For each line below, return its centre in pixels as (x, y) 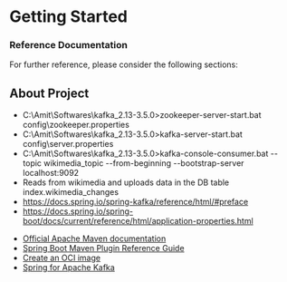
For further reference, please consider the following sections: (124, 64)
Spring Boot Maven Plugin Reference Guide (103, 248)
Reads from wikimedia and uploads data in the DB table (126, 182)
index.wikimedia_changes (71, 192)
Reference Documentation (69, 45)
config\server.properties (68, 144)
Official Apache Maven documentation (94, 238)
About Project (49, 93)
